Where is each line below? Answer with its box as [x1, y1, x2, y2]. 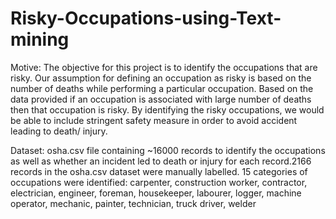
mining [10, 28, 70, 51]
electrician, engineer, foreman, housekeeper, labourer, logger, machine [10, 187, 302, 199]
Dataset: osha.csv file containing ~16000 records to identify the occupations [10, 144, 326, 156]
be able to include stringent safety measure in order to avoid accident [10, 114, 298, 126]
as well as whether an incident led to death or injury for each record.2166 [10, 155, 312, 167]
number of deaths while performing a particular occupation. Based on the [10, 82, 314, 94]
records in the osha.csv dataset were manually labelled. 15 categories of [10, 165, 308, 177]
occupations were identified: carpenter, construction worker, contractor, [10, 176, 308, 188]
